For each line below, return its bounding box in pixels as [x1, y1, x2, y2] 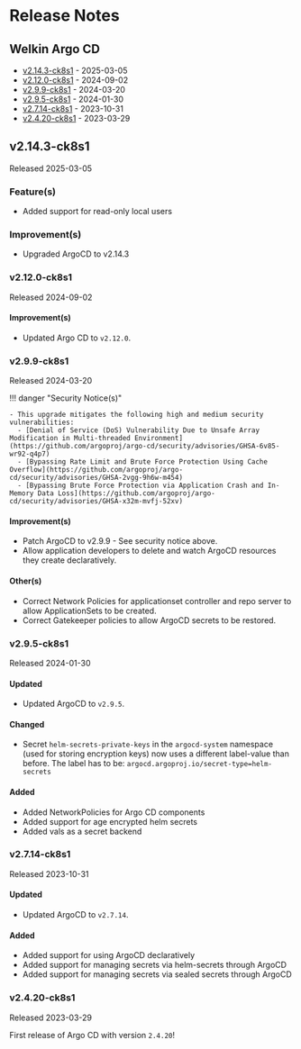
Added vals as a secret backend [22, 826, 142, 836]
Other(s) [9, 575, 42, 586]
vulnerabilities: [9, 418, 75, 428]
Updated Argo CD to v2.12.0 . [22, 332, 132, 343]
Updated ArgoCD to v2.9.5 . [22, 699, 125, 710]
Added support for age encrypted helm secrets [22, 816, 198, 827]
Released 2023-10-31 [9, 868, 89, 879]
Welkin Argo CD [9, 41, 101, 57]
